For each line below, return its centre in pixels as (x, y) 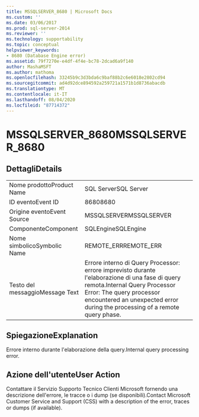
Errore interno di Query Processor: (132, 262)
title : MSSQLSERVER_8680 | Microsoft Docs (59, 12)
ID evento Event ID (34, 202)
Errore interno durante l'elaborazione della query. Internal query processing (97, 349)
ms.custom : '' (24, 17)
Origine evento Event (38, 211)
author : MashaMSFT (29, 67)
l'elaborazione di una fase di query (133, 277)
